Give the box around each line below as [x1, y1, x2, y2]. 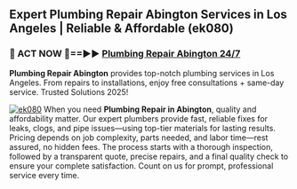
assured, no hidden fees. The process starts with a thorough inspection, [9, 141, 274, 152]
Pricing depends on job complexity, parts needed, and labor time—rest [9, 132, 269, 143]
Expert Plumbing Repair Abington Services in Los [9, 7, 287, 22]
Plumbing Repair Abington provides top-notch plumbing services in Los [9, 67, 275, 78]
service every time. [9, 169, 80, 180]
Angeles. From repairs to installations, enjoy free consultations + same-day [9, 77, 285, 88]
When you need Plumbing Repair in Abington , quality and [44, 104, 257, 114]
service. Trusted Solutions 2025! [9, 86, 129, 97]
